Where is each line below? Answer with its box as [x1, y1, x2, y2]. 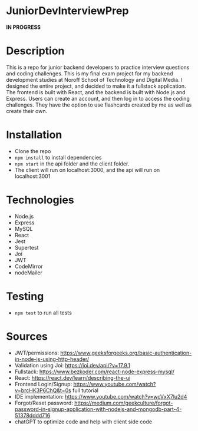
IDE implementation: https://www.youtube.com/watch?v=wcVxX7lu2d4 [14, 393, 187, 400]
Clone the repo [14, 147, 51, 154]
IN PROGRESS [6, 24, 41, 31]
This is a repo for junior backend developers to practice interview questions [6, 64, 190, 71]
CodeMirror [14, 263, 43, 270]
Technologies [6, 193, 75, 207]
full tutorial [72, 387, 99, 394]
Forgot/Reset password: [14, 399, 74, 406]
